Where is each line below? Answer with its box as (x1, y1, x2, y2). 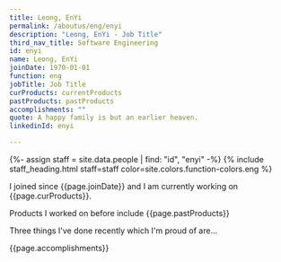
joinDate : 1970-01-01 (9, 64, 91, 73)
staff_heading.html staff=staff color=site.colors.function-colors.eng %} (9, 163, 273, 174)
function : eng (9, 72, 63, 81)
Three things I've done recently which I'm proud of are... (9, 225, 218, 236)
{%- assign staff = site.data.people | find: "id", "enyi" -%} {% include (9, 154, 265, 164)
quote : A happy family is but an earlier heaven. (9, 113, 199, 122)
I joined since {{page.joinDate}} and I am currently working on (9, 181, 239, 191)
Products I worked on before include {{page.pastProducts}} (9, 208, 231, 218)
